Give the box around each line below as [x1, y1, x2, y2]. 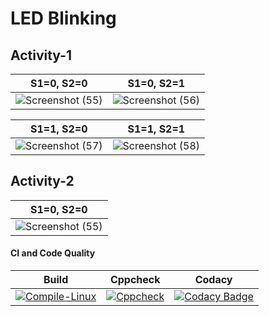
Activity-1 [10, 47, 73, 64]
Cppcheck [109, 273, 161, 287]
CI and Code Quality [10, 247, 96, 259]
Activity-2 [10, 173, 75, 190]
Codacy [194, 273, 233, 287]
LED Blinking [10, 7, 117, 30]
